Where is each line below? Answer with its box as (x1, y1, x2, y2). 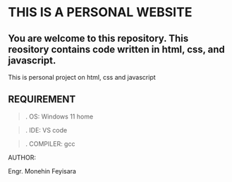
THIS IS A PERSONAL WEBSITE (8, 4, 193, 20)
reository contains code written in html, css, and (8, 43, 225, 55)
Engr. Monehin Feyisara (8, 166, 77, 175)
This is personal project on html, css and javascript (8, 73, 156, 81)
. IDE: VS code (25, 126, 68, 134)
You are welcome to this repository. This (8, 32, 189, 44)
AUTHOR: (8, 153, 36, 162)
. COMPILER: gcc (25, 139, 75, 148)
